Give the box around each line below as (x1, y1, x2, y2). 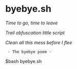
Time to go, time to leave (5, 20, 58, 26)
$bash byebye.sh (5, 58, 42, 64)
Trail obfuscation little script (5, 29, 65, 36)
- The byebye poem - (7, 49, 52, 54)
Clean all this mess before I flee (5, 39, 72, 46)
